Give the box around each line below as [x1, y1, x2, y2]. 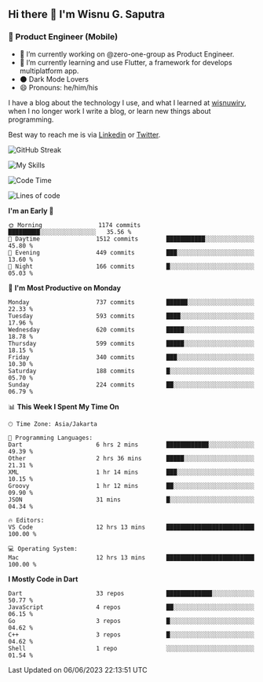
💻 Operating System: [8, 544, 79, 552]
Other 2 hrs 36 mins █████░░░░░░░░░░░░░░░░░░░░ [8, 454, 255, 462]
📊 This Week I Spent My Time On [8, 401, 119, 411]
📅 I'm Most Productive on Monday [8, 283, 122, 292]
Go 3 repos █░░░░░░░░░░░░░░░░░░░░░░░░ [8, 617, 255, 625]
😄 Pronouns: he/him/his [19, 82, 98, 92]
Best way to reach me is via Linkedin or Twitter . [8, 130, 161, 139]
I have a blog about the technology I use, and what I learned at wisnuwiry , [8, 97, 247, 107]
